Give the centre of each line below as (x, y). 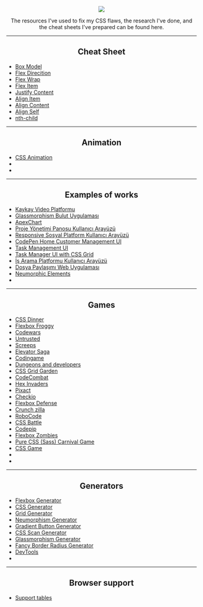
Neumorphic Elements (43, 274)
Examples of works (101, 195)
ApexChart (28, 222)
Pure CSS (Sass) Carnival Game (55, 442)
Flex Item (26, 85)
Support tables (34, 597)
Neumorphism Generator (46, 520)
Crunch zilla (30, 410)
